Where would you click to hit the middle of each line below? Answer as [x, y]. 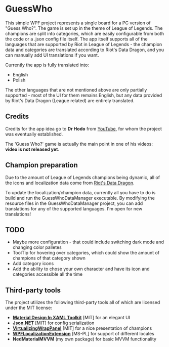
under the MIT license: [29, 308]
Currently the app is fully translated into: [47, 65]
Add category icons [33, 264]
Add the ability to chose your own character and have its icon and [81, 269]
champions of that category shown [49, 258]
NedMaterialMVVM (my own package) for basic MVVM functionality [85, 339]
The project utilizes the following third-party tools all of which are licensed [83, 302]
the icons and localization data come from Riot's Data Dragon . [70, 183]
